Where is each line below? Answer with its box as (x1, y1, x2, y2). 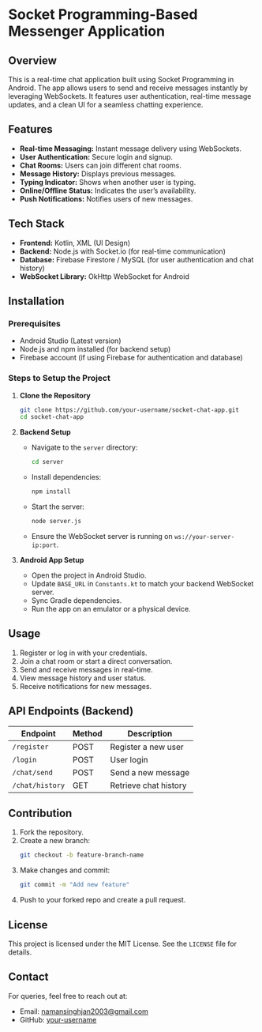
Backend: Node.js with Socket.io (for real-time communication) (19, 247, 226, 256)
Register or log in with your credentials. (19, 648, 148, 657)
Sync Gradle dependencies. (31, 595, 122, 605)
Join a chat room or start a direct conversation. (19, 656, 173, 665)
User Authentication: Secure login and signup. (19, 152, 174, 161)
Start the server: (31, 502, 85, 511)
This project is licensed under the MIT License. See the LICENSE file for (8, 939, 237, 948)
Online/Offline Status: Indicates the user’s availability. (19, 186, 196, 195)
